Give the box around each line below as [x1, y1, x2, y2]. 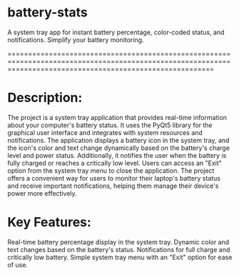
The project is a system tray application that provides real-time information [7, 113, 227, 121]
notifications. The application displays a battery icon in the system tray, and [7, 136, 230, 144]
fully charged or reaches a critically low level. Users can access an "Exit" [7, 159, 223, 167]
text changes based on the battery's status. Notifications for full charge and [7, 245, 230, 254]
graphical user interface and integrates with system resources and [7, 128, 203, 136]
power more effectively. [7, 189, 77, 197]
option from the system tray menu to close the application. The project [7, 166, 215, 175]
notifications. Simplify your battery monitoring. [7, 35, 144, 44]
